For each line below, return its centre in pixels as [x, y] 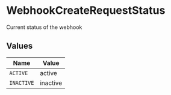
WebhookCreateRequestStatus [86, 11]
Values [20, 46]
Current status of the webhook [44, 27]
